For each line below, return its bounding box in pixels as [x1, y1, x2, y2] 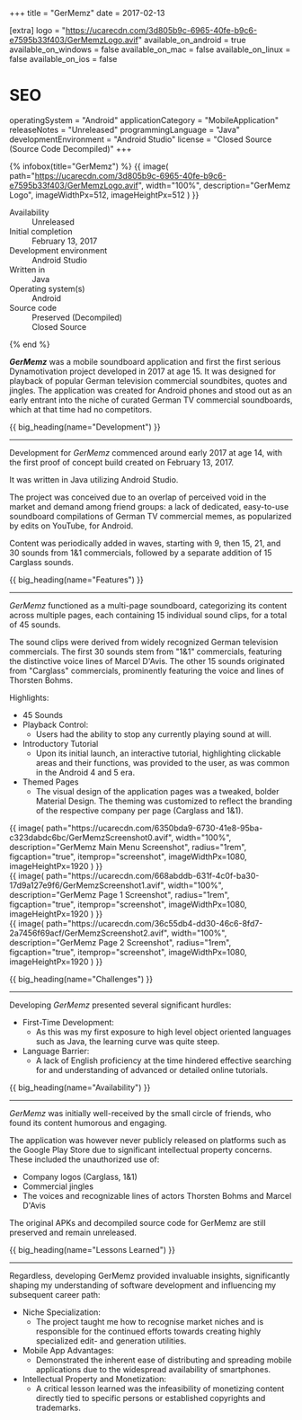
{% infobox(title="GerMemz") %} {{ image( [9, 161, 169, 172]
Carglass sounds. [9, 556, 75, 567]
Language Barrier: [22, 1045, 90, 1056]
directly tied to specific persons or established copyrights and [35, 1392, 266, 1403]
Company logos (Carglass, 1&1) [22, 1171, 138, 1182]
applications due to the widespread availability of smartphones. [35, 1363, 271, 1374]
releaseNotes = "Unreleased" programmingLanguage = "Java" [9, 124, 241, 135]
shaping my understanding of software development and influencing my [9, 1280, 277, 1291]
